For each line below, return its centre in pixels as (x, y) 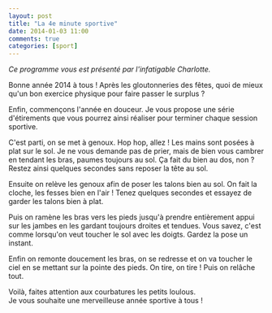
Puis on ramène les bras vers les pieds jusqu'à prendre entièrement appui (132, 217)
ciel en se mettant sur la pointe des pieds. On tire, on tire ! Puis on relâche (132, 267)
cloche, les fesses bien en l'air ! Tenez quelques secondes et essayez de (130, 193)
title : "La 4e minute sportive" (63, 24)
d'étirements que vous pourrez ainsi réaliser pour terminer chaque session (133, 118)
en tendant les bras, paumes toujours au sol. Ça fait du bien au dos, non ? (132, 160)
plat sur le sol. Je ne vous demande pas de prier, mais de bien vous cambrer (136, 151)
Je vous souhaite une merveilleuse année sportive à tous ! (106, 301)
